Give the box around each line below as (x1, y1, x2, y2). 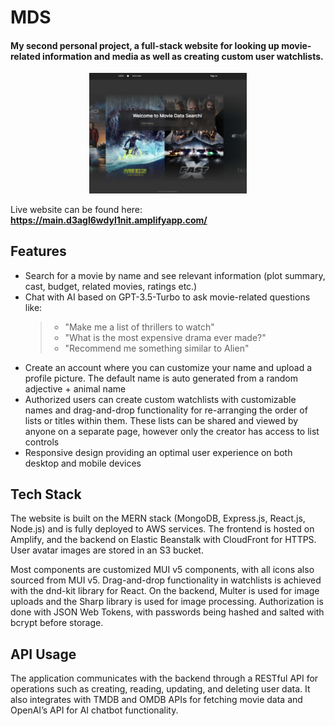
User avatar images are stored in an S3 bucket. (10, 544, 204, 556)
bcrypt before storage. (10, 617, 104, 629)
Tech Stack (10, 486, 82, 503)
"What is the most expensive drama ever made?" (64, 331, 267, 343)
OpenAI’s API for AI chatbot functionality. (10, 704, 179, 716)
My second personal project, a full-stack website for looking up (10, 39, 280, 51)
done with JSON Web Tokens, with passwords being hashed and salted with (10, 606, 325, 618)
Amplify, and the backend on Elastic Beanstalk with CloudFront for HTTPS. (10, 534, 317, 546)
